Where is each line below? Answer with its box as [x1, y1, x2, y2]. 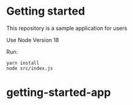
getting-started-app [6, 85, 111, 100]
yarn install [6, 60, 40, 66]
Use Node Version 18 [6, 36, 59, 43]
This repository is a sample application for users [6, 24, 128, 32]
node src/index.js [6, 65, 53, 71]
